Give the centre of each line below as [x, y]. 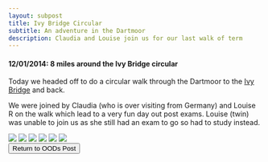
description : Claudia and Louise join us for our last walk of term [126, 38]
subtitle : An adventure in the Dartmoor [77, 30]
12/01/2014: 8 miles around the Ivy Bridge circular [93, 63]
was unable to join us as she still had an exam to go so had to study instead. [134, 123]
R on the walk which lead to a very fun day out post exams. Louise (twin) [129, 114]
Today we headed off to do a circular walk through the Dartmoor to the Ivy [132, 82]
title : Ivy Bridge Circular [56, 23]
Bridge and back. [37, 90]
